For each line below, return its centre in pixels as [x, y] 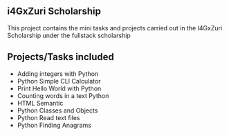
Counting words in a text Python [63, 95]
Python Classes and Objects [57, 110]
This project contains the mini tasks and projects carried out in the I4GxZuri [115, 28]
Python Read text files [48, 117]
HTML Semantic [40, 103]
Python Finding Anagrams [54, 125]
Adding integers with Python [58, 74]
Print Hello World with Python [59, 88]
